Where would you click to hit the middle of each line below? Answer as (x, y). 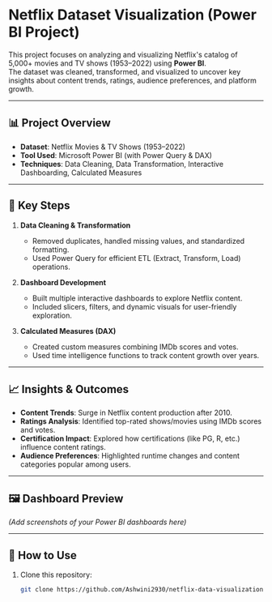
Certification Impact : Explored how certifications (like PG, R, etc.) (130, 438)
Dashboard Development (63, 282)
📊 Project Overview (59, 123)
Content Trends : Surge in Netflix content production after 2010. (126, 413)
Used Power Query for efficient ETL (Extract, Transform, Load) (136, 258)
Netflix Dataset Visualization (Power (133, 15)
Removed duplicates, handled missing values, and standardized (138, 241)
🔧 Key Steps (39, 205)
